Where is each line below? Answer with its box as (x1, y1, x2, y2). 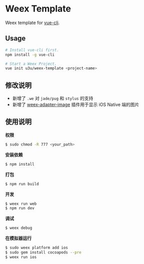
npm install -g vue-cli (5, 52, 55, 57)
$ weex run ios (5, 254, 37, 259)
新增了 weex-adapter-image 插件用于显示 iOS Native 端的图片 (12, 101, 139, 108)
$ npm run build (5, 181, 39, 186)
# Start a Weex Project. (5, 61, 57, 66)
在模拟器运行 (5, 235, 31, 241)
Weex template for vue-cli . (5, 20, 60, 26)
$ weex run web (5, 201, 37, 206)
